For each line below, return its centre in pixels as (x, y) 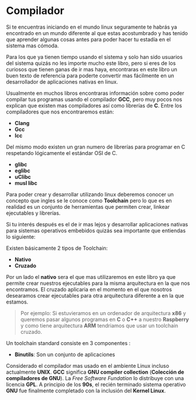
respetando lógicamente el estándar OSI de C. (62, 153)
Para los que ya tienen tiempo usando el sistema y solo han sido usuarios (94, 57)
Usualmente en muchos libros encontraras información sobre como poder (95, 93)
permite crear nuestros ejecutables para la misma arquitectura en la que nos (98, 283)
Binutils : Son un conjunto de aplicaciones (65, 354)
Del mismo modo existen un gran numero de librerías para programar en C (96, 147)
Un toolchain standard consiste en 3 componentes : (68, 343)
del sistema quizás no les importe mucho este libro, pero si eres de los (91, 63)
